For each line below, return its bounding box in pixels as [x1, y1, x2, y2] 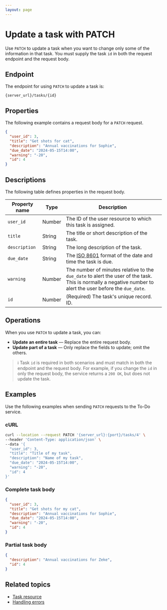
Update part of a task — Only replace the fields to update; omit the [12, 344, 150, 350]
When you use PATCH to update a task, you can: [5, 329, 101, 335]
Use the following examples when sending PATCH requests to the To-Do [5, 403, 151, 409]
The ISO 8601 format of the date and [66, 252, 153, 259]
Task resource [12, 594, 42, 600]
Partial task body [5, 541, 47, 548]
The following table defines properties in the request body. [5, 189, 126, 195]
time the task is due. [66, 258, 113, 265]
